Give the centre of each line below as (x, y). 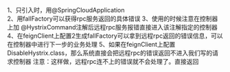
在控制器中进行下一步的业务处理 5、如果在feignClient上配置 (91, 44)
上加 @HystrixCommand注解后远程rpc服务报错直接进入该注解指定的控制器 (113, 27)
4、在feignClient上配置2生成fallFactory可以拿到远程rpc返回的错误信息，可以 (115, 36)
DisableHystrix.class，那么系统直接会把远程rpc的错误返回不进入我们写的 (110, 53)
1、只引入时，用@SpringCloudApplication (66, 10)
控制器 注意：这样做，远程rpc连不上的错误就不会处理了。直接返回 (106, 61)
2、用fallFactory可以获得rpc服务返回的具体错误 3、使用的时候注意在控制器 (113, 19)
